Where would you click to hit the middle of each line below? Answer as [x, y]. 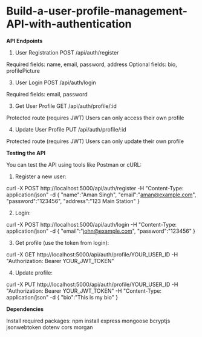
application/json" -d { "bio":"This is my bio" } [62, 297]
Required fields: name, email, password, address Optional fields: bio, [92, 64]
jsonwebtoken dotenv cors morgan [50, 327]
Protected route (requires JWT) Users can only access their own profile [95, 118]
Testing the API [26, 153]
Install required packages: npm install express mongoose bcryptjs [88, 321]
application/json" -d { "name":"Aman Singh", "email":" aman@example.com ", [101, 195]
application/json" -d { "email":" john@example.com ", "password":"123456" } [101, 231]
